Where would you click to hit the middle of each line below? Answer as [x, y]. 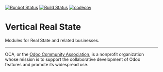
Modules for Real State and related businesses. [52, 40]
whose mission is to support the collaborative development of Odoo [73, 59]
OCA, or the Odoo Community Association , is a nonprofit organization [74, 54]
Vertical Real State [43, 27]
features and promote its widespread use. [47, 64]
